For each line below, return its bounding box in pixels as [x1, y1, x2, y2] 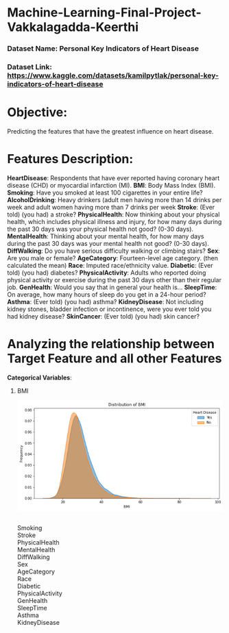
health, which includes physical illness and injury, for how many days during [7, 217, 222, 225]
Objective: [7, 105, 68, 121]
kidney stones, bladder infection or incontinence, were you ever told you [7, 305, 212, 313]
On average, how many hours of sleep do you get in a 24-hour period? [7, 290, 207, 299]
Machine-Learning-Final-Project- [7, 5, 202, 21]
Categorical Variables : [7, 373, 72, 382]
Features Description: [7, 151, 134, 167]
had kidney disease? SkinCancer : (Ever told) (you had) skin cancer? [7, 312, 200, 320]
